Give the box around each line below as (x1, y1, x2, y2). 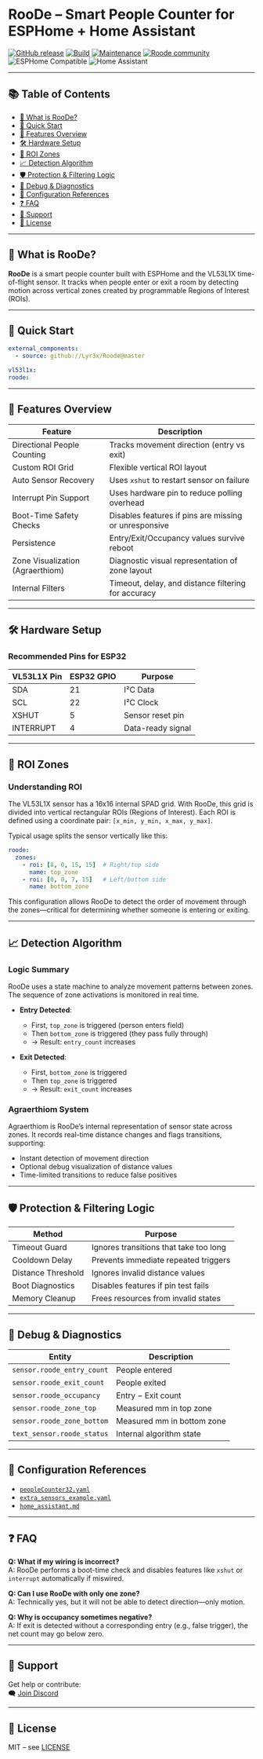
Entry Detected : (19, 1005, 73, 1015)
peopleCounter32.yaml (19, 1486, 90, 1494)
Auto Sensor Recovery (12, 474, 95, 485)
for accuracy (109, 587, 157, 598)
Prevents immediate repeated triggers (91, 1255, 231, 1266)
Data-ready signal (124, 722, 192, 733)
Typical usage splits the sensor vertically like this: (8, 831, 168, 841)
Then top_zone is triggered (31, 1076, 117, 1085)
